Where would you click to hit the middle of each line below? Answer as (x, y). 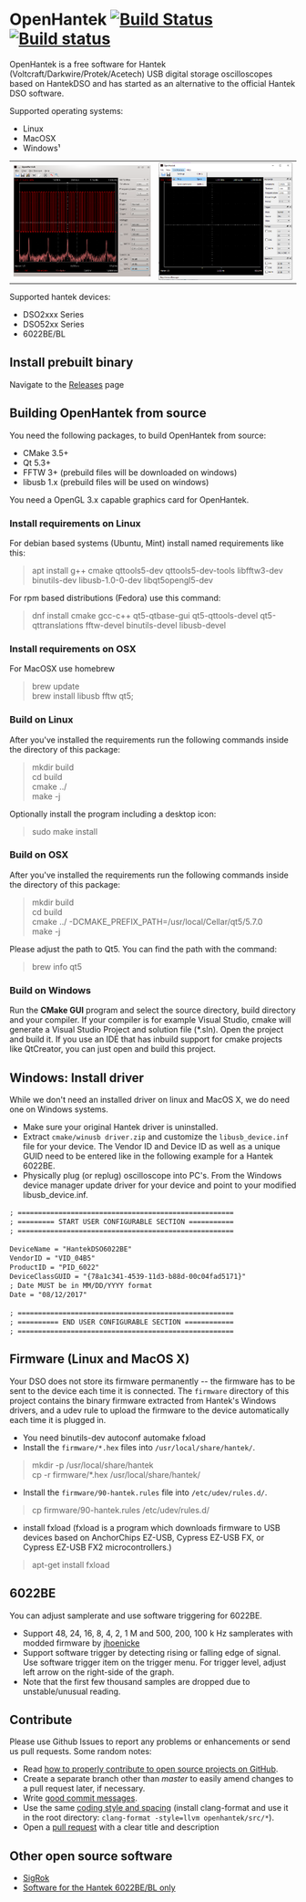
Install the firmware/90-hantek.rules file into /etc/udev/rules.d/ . (145, 1492)
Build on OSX (39, 855)
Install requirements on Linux (75, 523)
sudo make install (65, 831)
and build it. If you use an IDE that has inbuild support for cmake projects (146, 1039)
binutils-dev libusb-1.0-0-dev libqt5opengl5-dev (122, 580)
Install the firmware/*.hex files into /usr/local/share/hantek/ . (139, 1447)
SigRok (36, 1878)
